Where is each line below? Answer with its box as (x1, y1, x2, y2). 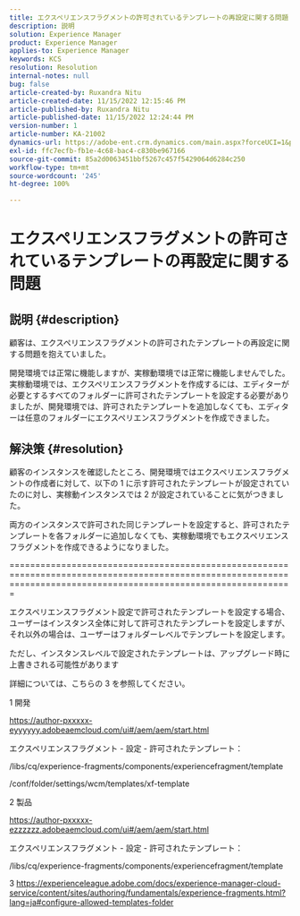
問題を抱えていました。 (24, 348, 112, 359)
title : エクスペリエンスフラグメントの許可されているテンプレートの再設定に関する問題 (9, 13, 288, 22)
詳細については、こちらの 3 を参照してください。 (9, 678, 190, 689)
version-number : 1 (9, 122, 78, 131)
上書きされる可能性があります (9, 659, 119, 670)
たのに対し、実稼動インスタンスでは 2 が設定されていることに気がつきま (9, 489, 277, 500)
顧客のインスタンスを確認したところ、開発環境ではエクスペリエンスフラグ (9, 467, 282, 477)
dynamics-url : (9, 138, 62, 147)
